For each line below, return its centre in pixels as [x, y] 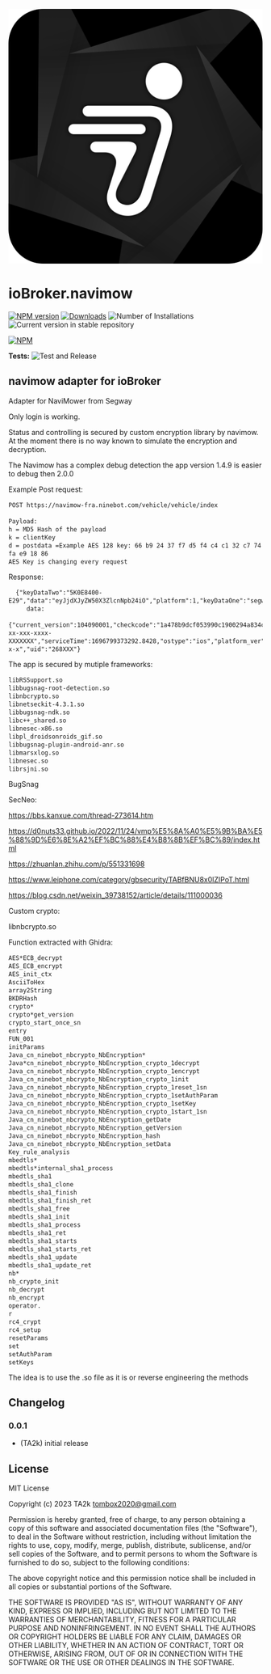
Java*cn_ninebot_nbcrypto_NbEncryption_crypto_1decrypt [104, 1063]
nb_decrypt [27, 1289]
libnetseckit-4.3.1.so [46, 704]
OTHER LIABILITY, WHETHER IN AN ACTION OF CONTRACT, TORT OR [126, 1646]
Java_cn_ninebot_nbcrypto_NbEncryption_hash [84, 1136]
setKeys [21, 1362]
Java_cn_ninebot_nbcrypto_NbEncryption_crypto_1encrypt [104, 1071]
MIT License [29, 1488]
